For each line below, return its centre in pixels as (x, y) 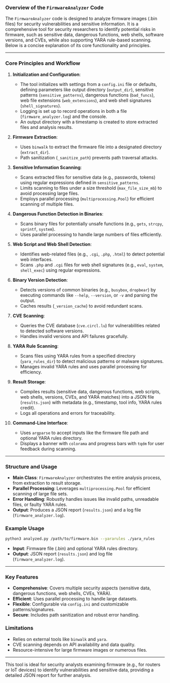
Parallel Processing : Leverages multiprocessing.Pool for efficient (81, 488)
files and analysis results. (47, 127)
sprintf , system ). (38, 229)
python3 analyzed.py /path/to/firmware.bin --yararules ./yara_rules (80, 539)
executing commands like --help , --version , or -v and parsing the (89, 295)
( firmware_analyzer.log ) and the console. (63, 116)
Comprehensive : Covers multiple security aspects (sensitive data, (82, 588)
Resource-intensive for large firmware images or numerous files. (80, 650)
